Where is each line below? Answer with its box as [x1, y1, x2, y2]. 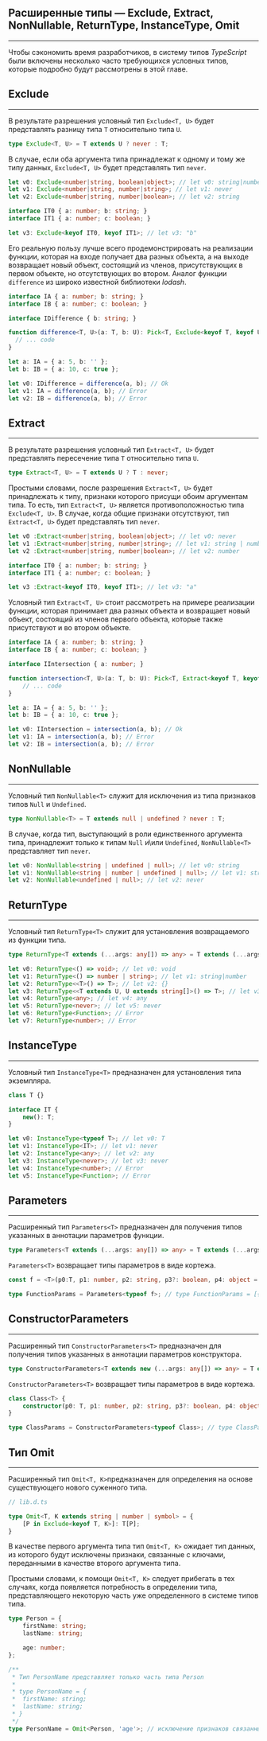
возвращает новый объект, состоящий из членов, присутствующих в [8, 260, 244, 270]
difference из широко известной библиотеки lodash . [8, 277, 187, 286]
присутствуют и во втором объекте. [8, 623, 131, 633]
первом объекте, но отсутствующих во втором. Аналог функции [8, 268, 227, 278]
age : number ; [22, 1644, 66, 1652]
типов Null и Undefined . [8, 799, 87, 808]
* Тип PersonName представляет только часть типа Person [11, 1673, 204, 1681]
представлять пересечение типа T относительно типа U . [8, 454, 199, 463]
